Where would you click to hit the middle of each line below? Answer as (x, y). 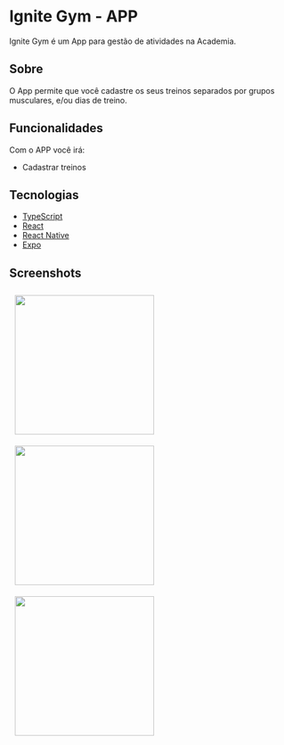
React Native (45, 236)
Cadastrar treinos (54, 167)
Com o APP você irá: (47, 150)
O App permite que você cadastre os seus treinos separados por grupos (142, 90)
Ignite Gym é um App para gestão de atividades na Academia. (123, 41)
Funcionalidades (57, 128)
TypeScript (42, 217)
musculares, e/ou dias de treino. (68, 100)
